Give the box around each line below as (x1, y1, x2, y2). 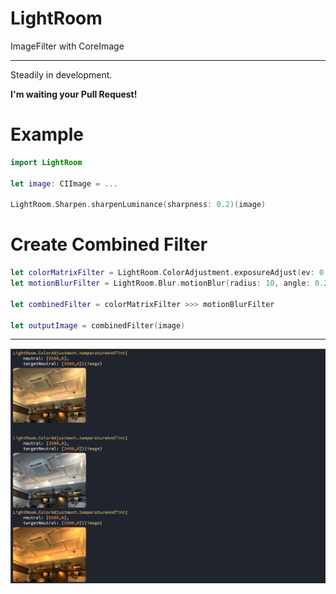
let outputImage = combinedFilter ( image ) (10, 320, 186, 331)
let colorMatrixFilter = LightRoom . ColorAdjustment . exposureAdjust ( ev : (10, 268, 315, 278)
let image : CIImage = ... (10, 178, 118, 189)
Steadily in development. (10, 68, 113, 81)
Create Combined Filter (10, 233, 208, 256)
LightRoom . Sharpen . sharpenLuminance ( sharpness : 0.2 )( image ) (10, 200, 267, 210)
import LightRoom (10, 157, 83, 167)
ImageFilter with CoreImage (10, 40, 125, 52)
